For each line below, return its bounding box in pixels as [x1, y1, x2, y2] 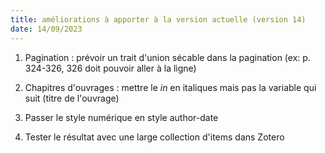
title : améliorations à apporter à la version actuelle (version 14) [10, 14, 307, 25]
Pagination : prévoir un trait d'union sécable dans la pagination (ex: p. [24, 51, 311, 63]
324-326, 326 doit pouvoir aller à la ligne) [24, 62, 197, 74]
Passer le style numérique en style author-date [24, 111, 219, 123]
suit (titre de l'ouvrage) [24, 92, 120, 104]
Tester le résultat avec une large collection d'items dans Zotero [24, 131, 285, 143]
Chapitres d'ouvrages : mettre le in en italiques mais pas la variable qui [24, 81, 317, 93]
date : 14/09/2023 [10, 24, 83, 34]
